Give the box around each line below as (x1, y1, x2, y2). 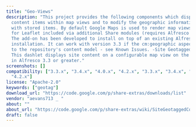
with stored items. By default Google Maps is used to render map (11, 25, 176, 31)
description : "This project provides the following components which (6, 14, 179, 20)
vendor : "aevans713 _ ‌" (6, 95, 64, 101)
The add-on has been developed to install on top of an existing (11, 36, 174, 42)
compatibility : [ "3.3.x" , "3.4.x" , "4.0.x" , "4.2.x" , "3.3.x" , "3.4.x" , (6, 68, 187, 74)
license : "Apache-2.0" (6, 80, 61, 85)
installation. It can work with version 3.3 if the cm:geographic (11, 42, 176, 47)
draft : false (6, 112, 38, 118)
